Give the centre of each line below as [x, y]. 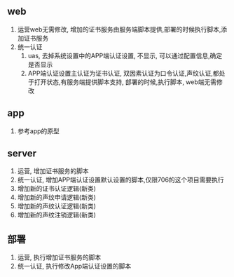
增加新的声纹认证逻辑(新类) [57, 206]
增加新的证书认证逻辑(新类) [57, 189]
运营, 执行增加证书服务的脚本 [59, 257]
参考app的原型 [38, 131]
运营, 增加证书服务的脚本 [53, 171]
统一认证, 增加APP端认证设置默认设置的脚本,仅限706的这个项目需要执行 [121, 180]
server [22, 154]
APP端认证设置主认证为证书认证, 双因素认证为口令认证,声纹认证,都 [123, 73]
